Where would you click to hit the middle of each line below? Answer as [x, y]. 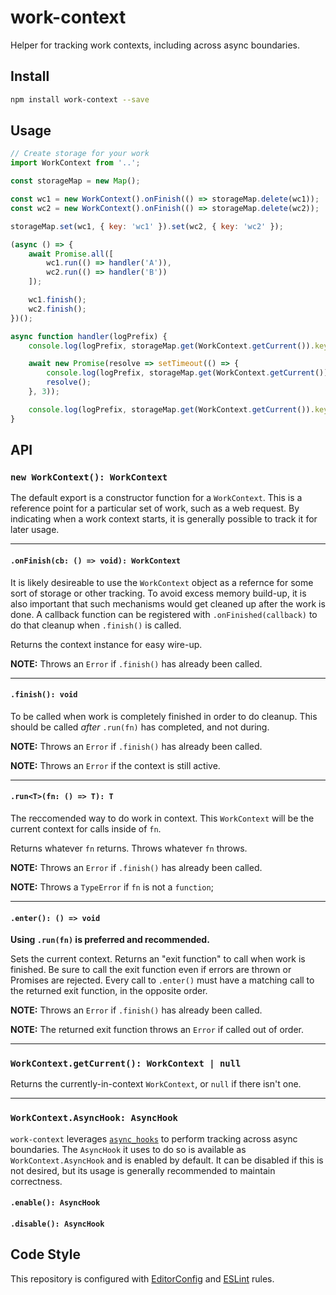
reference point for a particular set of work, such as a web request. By [155, 508]
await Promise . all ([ [71, 254]
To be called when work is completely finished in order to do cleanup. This [164, 716]
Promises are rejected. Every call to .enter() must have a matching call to [162, 980]
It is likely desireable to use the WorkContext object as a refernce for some [162, 582]
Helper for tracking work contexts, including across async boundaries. [155, 45]
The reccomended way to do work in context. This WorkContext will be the [162, 818]
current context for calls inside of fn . [86, 828]
